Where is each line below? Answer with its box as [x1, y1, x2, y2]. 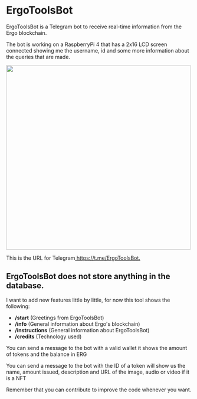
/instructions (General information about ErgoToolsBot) [14, 326, 150, 333]
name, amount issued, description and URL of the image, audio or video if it [6, 368, 190, 375]
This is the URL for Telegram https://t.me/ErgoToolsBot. [6, 254, 140, 261]
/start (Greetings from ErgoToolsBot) [14, 314, 104, 321]
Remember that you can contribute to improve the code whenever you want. [6, 386, 192, 393]
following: [6, 302, 30, 310]
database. [6, 281, 44, 291]
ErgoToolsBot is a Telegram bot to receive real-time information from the [6, 23, 182, 30]
